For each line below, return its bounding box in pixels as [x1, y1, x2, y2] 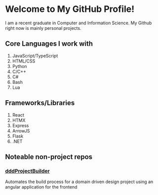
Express [12, 123, 29, 129]
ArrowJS [12, 128, 30, 133]
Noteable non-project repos [5, 152, 93, 161]
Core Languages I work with [5, 40, 93, 48]
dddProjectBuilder [5, 167, 50, 174]
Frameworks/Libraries [5, 99, 75, 107]
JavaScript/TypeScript [12, 53, 58, 59]
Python [12, 63, 27, 69]
